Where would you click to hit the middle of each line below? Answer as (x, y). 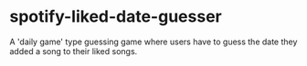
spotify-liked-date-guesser (116, 17)
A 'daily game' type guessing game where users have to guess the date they (153, 42)
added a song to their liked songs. (74, 51)
